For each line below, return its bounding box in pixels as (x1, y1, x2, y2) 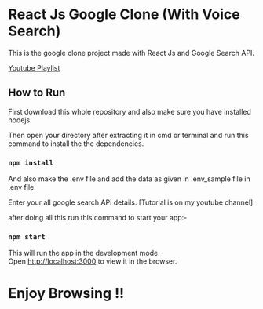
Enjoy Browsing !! (8, 284, 124, 302)
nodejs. (8, 115, 33, 125)
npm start (8, 232, 46, 241)
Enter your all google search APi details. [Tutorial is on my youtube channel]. (8, 198, 255, 207)
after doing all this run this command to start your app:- (8, 213, 188, 223)
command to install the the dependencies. (8, 139, 144, 148)
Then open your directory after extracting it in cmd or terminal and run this (8, 130, 249, 140)
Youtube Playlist (8, 63, 60, 72)
